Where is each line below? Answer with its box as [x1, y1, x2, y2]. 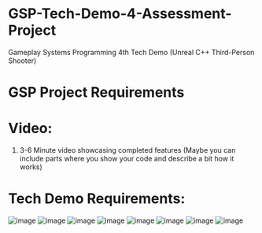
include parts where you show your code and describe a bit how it [19, 154, 234, 164]
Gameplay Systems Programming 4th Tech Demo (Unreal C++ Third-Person [8, 47, 255, 57]
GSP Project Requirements [8, 83, 185, 102]
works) [19, 162, 43, 172]
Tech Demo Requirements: [8, 190, 186, 208]
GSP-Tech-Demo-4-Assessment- [8, 5, 232, 23]
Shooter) [8, 56, 37, 65]
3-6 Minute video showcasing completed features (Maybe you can [19, 146, 236, 155]
